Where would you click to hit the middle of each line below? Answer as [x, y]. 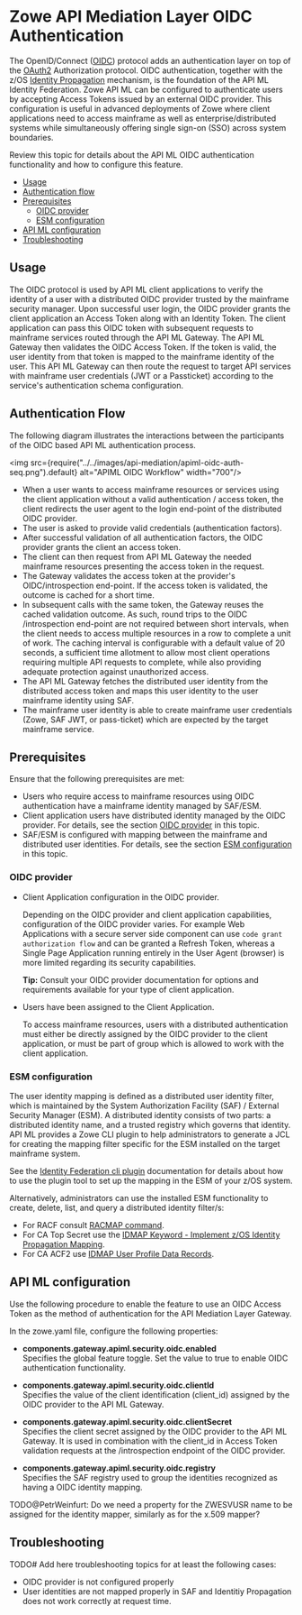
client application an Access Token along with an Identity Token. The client [147, 318]
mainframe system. [45, 1153]
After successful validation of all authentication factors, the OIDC [142, 537]
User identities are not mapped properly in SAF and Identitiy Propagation [157, 1591]
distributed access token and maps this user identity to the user [140, 691]
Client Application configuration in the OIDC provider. [121, 897]
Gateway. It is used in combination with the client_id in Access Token [150, 1441]
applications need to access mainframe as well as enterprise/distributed [143, 118]
